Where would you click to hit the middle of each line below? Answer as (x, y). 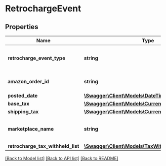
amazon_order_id (28, 82)
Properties (22, 27)
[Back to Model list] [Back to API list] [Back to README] (62, 158)
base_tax (19, 104)
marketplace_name (31, 129)
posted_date (23, 96)
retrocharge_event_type (37, 58)
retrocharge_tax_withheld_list (43, 146)
